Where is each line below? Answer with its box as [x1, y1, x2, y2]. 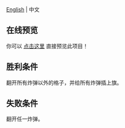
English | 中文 [6, 6, 40, 13]
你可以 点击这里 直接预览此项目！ [6, 42, 88, 50]
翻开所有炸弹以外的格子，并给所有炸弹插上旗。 [6, 78, 122, 86]
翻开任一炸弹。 [6, 115, 43, 123]
